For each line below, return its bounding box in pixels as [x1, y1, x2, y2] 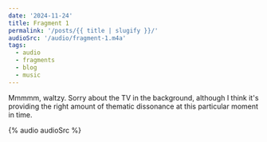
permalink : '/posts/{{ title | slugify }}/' [8, 26, 159, 34]
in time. [8, 109, 33, 120]
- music [15, 71, 41, 79]
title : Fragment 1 [8, 19, 69, 27]
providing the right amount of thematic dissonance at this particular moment [8, 101, 259, 111]
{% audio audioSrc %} [8, 125, 82, 135]
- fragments [15, 57, 56, 65]
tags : [8, 41, 26, 49]
